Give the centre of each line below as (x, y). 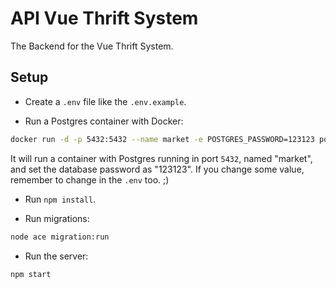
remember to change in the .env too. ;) (90, 179)
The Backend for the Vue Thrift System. (92, 46)
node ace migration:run (60, 237)
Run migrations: (57, 218)
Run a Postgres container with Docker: (104, 121)
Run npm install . (60, 199)
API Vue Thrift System (104, 18)
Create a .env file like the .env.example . (105, 101)
